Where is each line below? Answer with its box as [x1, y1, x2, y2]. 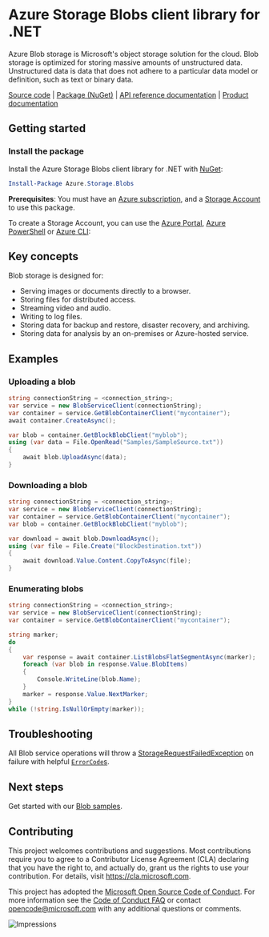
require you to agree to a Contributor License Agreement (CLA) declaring [8, 855, 250, 864]
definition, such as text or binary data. [8, 74, 134, 84]
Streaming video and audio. [19, 303, 111, 313]
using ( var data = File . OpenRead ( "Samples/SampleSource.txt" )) [8, 438, 224, 446]
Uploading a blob [8, 376, 76, 387]
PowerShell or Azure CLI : [8, 226, 91, 236]
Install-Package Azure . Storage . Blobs [8, 179, 134, 187]
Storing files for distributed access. [19, 294, 136, 305]
